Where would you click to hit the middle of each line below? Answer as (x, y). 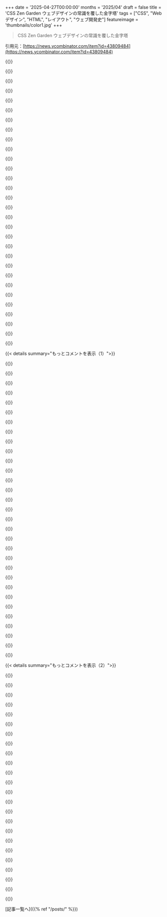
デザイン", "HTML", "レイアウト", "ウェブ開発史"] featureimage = (72, 19)
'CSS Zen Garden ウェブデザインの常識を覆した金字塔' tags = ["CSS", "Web (83, 13)
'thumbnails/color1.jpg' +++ (34, 25)
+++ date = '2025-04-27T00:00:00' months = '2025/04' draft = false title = (83, 7)
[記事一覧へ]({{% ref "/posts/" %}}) (42, 909)
